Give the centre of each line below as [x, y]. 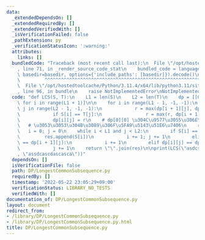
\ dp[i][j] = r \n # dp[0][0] [74, 120]
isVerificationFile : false [46, 165]
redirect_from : [26, 211]
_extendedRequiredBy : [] [43, 23]
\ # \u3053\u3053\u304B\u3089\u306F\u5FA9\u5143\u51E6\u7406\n [102, 126]
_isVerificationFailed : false [50, 35]
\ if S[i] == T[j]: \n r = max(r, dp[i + [105, 114]
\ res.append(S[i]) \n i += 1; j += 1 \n [94, 137]
